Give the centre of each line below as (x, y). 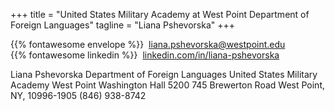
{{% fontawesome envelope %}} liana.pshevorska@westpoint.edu (148, 44)
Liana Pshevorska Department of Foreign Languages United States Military (164, 74)
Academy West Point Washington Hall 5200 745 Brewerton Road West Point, (167, 85)
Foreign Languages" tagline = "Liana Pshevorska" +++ (123, 25)
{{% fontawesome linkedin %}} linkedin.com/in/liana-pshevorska (145, 55)
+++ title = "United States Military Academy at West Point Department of (160, 14)
